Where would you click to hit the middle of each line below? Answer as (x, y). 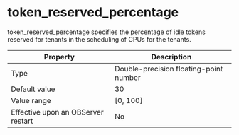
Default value (33, 89)
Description (171, 57)
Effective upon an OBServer (58, 112)
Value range (31, 100)
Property (59, 57)
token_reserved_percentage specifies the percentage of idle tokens (107, 32)
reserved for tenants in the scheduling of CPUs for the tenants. (100, 39)
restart (22, 121)
